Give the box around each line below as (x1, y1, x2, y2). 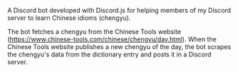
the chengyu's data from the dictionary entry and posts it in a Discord (7, 50, 212, 58)
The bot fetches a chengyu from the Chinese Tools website (7, 28, 182, 36)
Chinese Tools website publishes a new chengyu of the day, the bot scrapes (7, 43, 232, 51)
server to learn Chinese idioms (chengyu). (7, 14, 131, 22)
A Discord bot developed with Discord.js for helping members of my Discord (7, 6, 232, 14)
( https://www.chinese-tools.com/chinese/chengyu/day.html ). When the (7, 35, 217, 43)
